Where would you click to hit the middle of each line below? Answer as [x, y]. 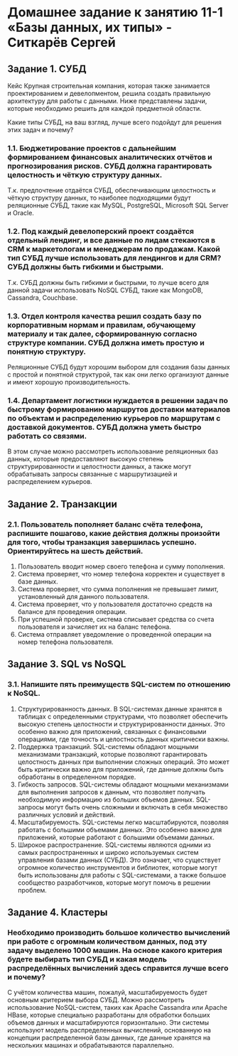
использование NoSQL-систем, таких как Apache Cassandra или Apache [118, 1008]
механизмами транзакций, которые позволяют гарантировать [113, 754]
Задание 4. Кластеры [58, 912]
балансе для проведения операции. [72, 611]
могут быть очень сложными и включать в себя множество [137, 807]
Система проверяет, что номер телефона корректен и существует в [121, 573]
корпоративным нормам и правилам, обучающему [102, 325]
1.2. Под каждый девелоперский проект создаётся [101, 232]
